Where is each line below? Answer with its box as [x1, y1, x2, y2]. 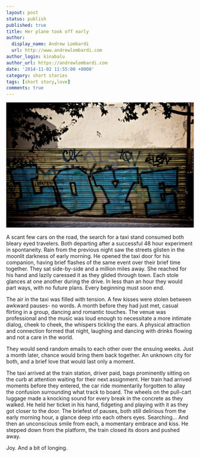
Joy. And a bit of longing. [6, 444, 68, 452]
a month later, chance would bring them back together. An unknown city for [6, 352, 192, 359]
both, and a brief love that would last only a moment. [6, 358, 135, 365]
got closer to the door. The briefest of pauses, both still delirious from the [6, 408, 186, 415]
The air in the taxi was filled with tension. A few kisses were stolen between [6, 296, 192, 303]
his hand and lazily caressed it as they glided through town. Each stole [6, 272, 179, 279]
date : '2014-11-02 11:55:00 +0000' [6, 66, 95, 72]
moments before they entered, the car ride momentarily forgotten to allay [6, 382, 186, 390]
